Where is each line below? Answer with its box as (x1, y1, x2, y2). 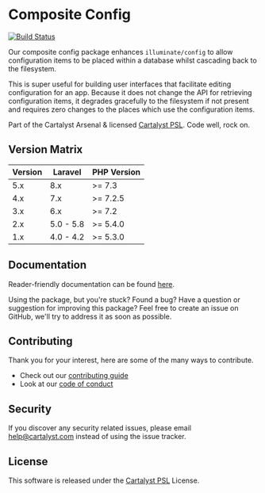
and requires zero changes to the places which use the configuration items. (8, 105, 255, 114)
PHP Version (92, 166, 141, 178)
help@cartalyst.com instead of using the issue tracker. (8, 432, 186, 441)
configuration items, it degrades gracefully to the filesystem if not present (8, 96, 250, 105)
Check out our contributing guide (19, 371, 129, 380)
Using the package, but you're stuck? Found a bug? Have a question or (8, 295, 240, 304)
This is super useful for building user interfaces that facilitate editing (8, 79, 232, 89)
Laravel (52, 166, 82, 178)
